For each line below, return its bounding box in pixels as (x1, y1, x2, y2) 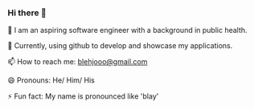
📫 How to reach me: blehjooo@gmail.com (7, 57, 148, 67)
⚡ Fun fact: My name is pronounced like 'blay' (7, 91, 159, 101)
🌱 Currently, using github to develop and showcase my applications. (7, 41, 233, 50)
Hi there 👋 (7, 7, 47, 18)
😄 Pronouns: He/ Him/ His (7, 75, 96, 85)
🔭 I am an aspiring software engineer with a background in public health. (7, 26, 248, 35)
